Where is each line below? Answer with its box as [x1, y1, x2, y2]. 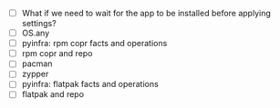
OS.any [21, 27, 50, 39]
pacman [21, 58, 53, 69]
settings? [21, 18, 57, 29]
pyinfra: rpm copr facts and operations [21, 38, 168, 49]
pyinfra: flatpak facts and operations [21, 79, 159, 90]
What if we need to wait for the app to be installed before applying [21, 8, 271, 18]
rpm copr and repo [21, 48, 93, 59]
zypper [21, 68, 49, 80]
